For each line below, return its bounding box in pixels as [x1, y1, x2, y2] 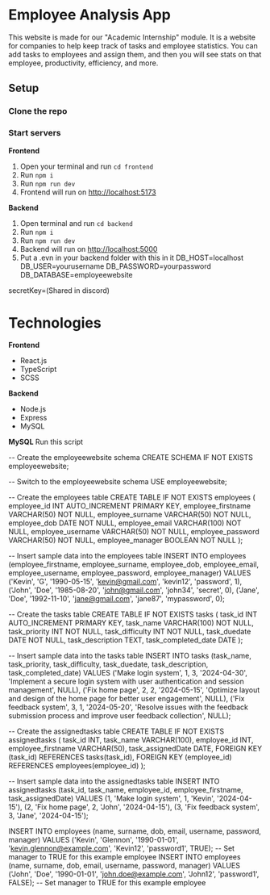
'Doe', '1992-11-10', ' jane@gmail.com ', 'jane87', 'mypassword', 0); [8, 594, 226, 604]
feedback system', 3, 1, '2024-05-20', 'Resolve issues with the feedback [8, 702, 248, 712]
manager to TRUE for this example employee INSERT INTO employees [8, 852, 241, 862]
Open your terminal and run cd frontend [19, 161, 154, 171]
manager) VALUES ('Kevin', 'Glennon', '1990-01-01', [8, 835, 179, 845]
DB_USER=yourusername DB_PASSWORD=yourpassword [19, 261, 212, 271]
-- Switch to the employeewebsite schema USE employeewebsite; [8, 477, 227, 487]
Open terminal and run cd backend [19, 218, 133, 228]
